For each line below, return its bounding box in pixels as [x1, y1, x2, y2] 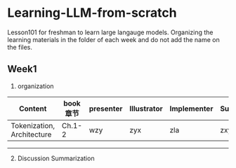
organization [17, 82, 54, 90]
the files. [7, 43, 33, 51]
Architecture [11, 129, 52, 139]
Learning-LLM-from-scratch [7, 5, 177, 21]
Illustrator [129, 104, 163, 113]
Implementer [169, 104, 214, 113]
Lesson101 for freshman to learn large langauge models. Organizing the [7, 28, 214, 36]
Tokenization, [11, 120, 55, 130]
